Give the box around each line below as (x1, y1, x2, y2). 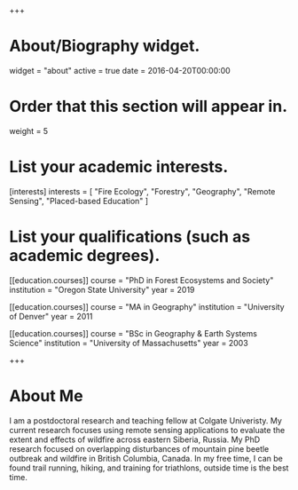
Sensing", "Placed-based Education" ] (9, 195, 149, 206)
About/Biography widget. (9, 36, 200, 56)
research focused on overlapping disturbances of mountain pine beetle (9, 443, 270, 454)
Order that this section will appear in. (9, 97, 288, 116)
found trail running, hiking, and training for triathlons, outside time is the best (9, 462, 289, 473)
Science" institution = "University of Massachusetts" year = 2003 (9, 337, 248, 348)
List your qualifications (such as (9, 227, 251, 247)
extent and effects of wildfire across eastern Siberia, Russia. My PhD (9, 434, 261, 445)
